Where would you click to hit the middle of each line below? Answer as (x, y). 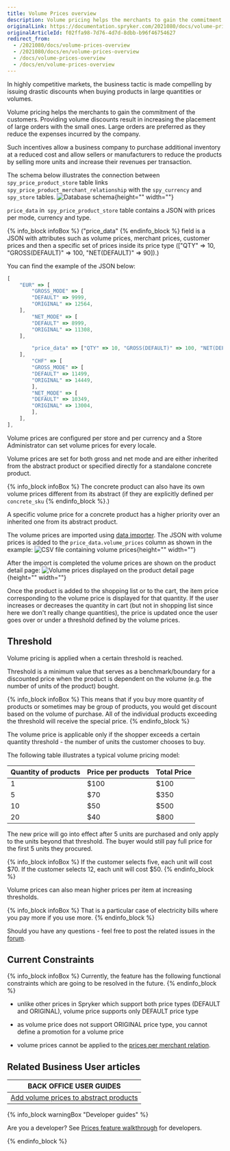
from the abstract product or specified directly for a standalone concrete (110, 466)
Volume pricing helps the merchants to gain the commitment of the (101, 112)
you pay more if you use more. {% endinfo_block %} (81, 918)
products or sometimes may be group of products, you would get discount (112, 706)
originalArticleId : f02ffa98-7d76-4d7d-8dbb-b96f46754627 (91, 33)
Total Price (174, 771)
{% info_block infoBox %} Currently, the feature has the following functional (114, 976)
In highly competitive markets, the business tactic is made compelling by (110, 84)
